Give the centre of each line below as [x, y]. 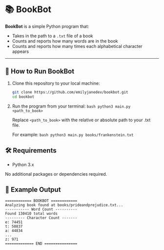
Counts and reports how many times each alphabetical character [77, 46]
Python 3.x [23, 165]
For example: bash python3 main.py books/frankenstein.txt [73, 135]
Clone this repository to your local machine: [56, 83]
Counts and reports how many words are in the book [65, 41]
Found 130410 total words [31, 214]
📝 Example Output [33, 190]
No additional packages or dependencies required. [56, 174]
